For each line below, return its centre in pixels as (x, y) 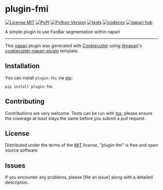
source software (21, 150)
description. (17, 182)
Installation (22, 66)
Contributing (25, 102)
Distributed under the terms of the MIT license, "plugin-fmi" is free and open (81, 145)
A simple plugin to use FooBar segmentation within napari (63, 32)
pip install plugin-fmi (29, 87)
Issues (15, 166)
